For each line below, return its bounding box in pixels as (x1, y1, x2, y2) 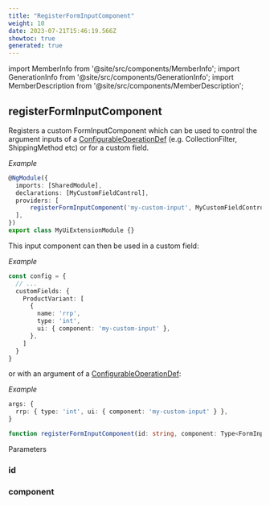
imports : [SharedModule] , (15, 181, 103, 189)
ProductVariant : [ (22, 295, 84, 303)
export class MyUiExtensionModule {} (8, 226, 135, 234)
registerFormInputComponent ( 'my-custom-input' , (29, 204, 193, 212)
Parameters (8, 444, 47, 453)
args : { (8, 400, 35, 408)
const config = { (8, 271, 67, 280)
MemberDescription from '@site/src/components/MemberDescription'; (8, 81, 243, 91)
